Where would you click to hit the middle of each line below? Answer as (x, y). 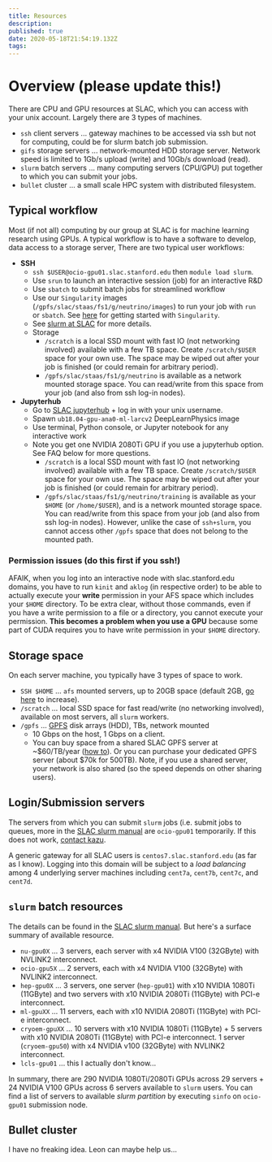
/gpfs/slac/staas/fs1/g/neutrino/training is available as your (150, 496)
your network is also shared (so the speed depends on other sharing (147, 768)
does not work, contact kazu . (57, 839)
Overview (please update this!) (115, 87)
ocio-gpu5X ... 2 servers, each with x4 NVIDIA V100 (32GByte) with (132, 968)
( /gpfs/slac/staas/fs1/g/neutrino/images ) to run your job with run (144, 306)
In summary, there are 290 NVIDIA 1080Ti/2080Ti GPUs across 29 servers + (136, 1078)
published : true (36, 31)
